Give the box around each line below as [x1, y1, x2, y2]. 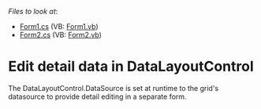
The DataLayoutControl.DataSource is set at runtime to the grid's [8, 83, 219, 93]
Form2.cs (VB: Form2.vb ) [19, 31, 103, 39]
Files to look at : [8, 7, 58, 16]
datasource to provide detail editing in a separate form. [8, 92, 187, 101]
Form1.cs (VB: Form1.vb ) [19, 22, 99, 31]
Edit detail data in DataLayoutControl [8, 58, 254, 75]
